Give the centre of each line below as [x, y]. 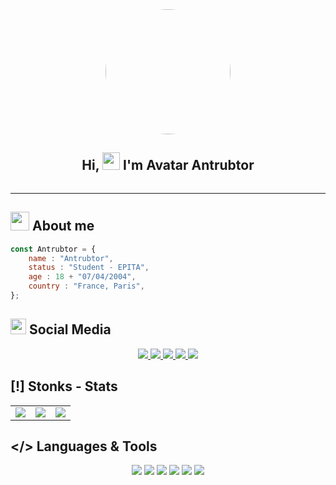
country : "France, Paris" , [86, 286]
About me [63, 226]
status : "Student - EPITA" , [89, 268]
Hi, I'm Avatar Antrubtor [168, 165]
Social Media [70, 329]
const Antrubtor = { [53, 249]
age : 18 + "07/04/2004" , [82, 277]
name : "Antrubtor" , [71, 258]
